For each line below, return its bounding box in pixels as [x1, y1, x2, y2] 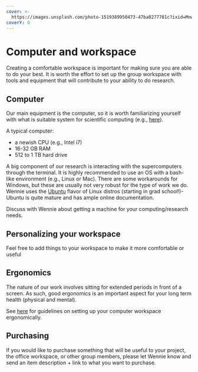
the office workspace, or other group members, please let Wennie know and [6, 353, 192, 360]
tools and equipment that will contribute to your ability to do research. [6, 77, 176, 84]
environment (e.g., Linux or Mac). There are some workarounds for [15, 175, 178, 183]
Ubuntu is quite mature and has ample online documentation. [6, 194, 154, 201]
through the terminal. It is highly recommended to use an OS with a [6, 169, 169, 176]
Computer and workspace [6, 45, 137, 58]
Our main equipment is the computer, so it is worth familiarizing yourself [6, 110, 181, 117]
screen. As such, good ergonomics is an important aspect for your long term [6, 289, 192, 297]
